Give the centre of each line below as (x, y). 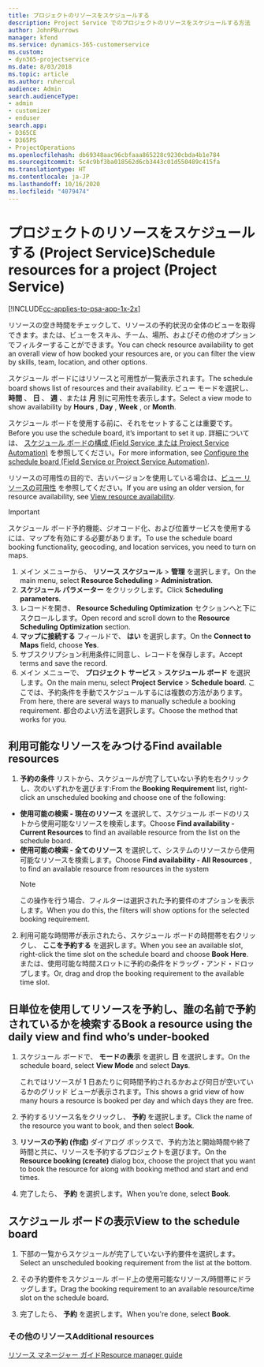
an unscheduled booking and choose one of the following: (131, 797)
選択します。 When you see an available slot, (171, 945)
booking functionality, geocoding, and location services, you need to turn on (132, 547)
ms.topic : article (38, 74)
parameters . (40, 598)
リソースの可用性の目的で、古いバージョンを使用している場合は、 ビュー (125, 477)
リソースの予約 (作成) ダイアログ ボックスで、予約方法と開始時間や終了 (135, 1142)
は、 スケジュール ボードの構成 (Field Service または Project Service (119, 443)
